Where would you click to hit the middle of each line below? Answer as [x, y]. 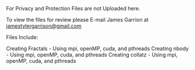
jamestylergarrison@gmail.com [44, 26]
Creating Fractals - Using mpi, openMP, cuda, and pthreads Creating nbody [97, 48]
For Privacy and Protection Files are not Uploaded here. [73, 8]
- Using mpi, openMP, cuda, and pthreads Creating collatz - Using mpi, [92, 55]
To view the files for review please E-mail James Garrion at [77, 20]
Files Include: [22, 37]
